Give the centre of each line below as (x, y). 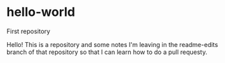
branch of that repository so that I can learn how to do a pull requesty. (107, 52)
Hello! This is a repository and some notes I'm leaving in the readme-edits (113, 44)
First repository (28, 31)
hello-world (41, 12)
